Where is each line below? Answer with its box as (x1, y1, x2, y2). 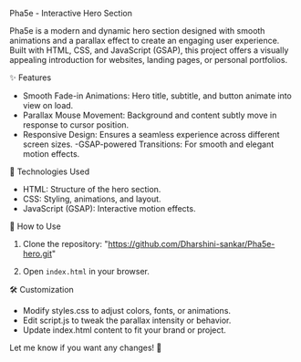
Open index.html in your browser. (22, 266, 150, 276)
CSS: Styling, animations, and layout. (22, 193, 161, 204)
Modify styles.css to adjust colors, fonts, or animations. (22, 305, 231, 315)
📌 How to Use (9, 221, 61, 232)
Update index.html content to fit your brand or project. (22, 325, 226, 336)
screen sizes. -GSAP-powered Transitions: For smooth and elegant (22, 139, 275, 150)
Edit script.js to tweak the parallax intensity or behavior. (22, 315, 232, 326)
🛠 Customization (9, 284, 75, 295)
